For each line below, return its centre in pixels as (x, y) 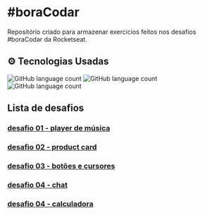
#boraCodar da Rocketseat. (47, 39)
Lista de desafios (46, 108)
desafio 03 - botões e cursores (61, 166)
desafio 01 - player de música (59, 128)
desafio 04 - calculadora (50, 204)
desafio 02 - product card (52, 147)
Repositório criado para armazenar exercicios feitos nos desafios (102, 32)
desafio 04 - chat (38, 185)
